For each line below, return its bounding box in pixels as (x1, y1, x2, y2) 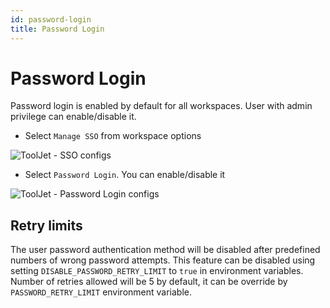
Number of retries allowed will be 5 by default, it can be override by (10, 276, 288, 288)
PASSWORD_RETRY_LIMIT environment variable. (10, 286, 193, 298)
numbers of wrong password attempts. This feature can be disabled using (10, 254, 316, 266)
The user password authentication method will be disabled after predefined (10, 244, 321, 256)
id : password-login (10, 14, 92, 25)
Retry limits (10, 217, 83, 234)
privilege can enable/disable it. (10, 111, 137, 123)
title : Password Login (10, 24, 105, 34)
